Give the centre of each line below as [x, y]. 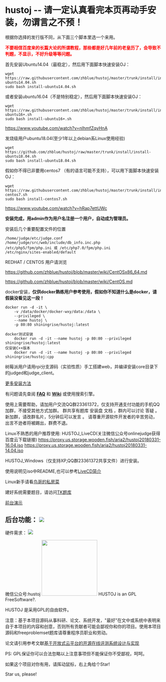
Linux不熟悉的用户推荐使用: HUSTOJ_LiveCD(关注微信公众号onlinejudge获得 [83, 433]
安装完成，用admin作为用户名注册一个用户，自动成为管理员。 [68, 218]
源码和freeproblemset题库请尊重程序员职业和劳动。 [58, 633]
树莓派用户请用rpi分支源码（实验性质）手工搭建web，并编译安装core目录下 [82, 366]
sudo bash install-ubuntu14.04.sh [41, 87]
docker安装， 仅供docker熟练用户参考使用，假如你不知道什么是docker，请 [81, 292]
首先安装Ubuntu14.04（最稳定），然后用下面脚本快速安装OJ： [67, 64]
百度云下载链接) [21, 439]
